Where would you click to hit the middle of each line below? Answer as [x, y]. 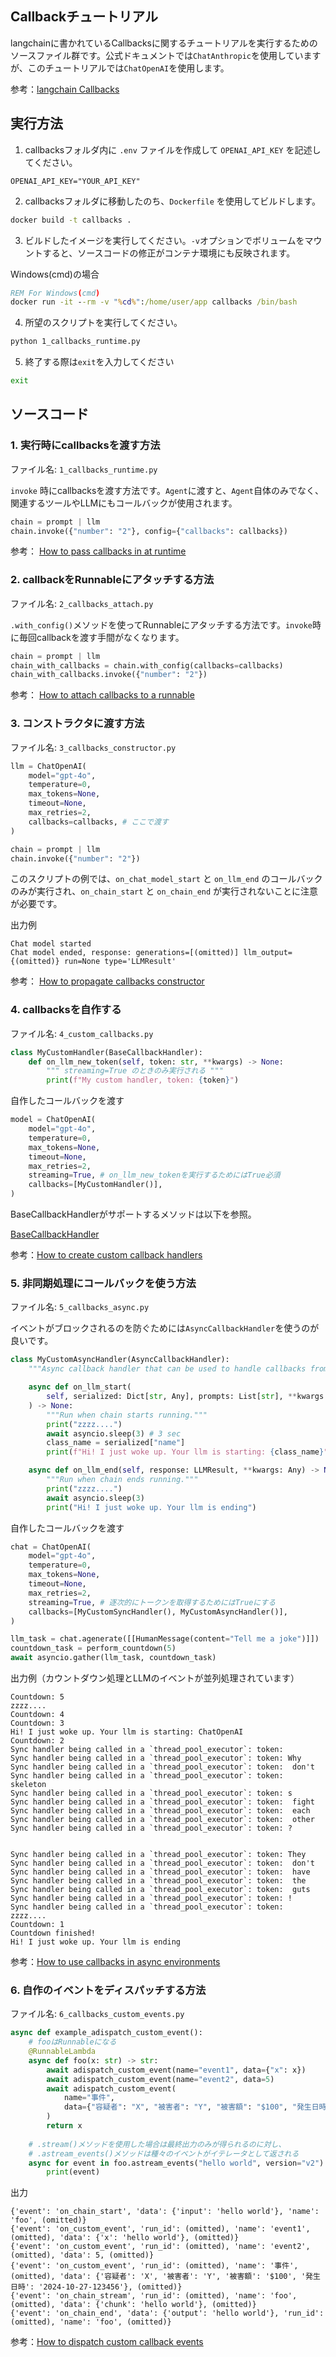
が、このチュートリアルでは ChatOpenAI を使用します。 [120, 68]
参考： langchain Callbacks [65, 89]
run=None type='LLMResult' [120, 962]
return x [64, 2126]
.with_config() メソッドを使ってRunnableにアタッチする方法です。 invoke [161, 624]
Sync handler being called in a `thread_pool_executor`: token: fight [162, 1802]
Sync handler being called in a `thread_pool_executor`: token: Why [156, 1758]
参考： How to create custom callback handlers [106, 1255]
